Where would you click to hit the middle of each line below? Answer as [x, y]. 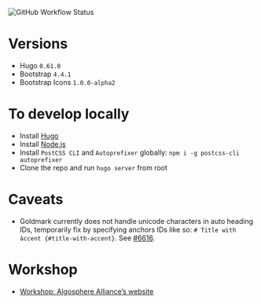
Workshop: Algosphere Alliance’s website [86, 291]
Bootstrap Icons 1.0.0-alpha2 [67, 82]
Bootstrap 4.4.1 [45, 74]
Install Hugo [39, 136]
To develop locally [69, 114]
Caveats [36, 200]
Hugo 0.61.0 [40, 65]
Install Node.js [42, 144]
